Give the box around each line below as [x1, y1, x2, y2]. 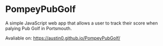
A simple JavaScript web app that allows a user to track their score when [5, 20, 158, 26]
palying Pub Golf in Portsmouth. [5, 25, 72, 31]
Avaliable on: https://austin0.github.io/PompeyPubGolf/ [5, 35, 120, 41]
